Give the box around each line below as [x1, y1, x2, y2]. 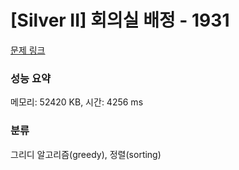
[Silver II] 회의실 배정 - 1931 [10, 9, 230, 32]
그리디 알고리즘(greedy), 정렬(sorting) [10, 148, 162, 160]
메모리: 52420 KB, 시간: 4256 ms [10, 96, 144, 108]
